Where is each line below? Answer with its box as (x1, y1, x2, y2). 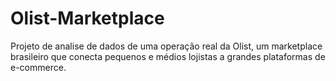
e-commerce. (10, 61, 67, 73)
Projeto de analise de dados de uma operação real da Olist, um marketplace (10, 40, 323, 52)
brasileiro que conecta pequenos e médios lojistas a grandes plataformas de (10, 50, 326, 62)
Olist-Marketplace (10, 7, 165, 30)
